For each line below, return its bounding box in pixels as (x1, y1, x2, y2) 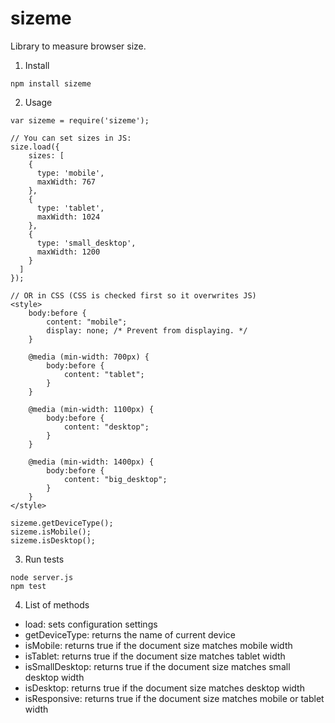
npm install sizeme (10, 78, 92, 89)
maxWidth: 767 (36, 177, 97, 187)
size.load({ (10, 142, 60, 152)
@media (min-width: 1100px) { (28, 404, 155, 414)
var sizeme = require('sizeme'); (10, 115, 150, 126)
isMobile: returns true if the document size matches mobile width (24, 639, 293, 651)
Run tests (24, 553, 65, 565)
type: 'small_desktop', (36, 238, 137, 248)
